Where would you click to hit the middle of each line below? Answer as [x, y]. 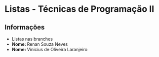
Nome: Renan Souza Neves [40, 44]
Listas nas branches [32, 39]
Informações [25, 27]
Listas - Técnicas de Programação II [79, 9]
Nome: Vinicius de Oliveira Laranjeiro [49, 49]
